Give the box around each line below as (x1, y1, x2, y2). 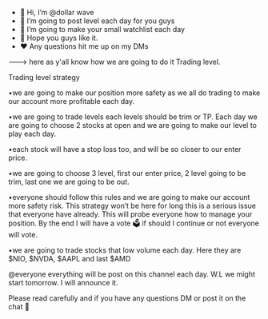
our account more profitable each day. (8, 97, 135, 106)
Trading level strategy (8, 73, 80, 82)
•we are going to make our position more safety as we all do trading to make (8, 88, 261, 98)
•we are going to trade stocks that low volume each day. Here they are (8, 245, 242, 255)
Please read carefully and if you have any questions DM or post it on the (8, 293, 246, 303)
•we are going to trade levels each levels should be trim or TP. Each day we (8, 112, 258, 122)
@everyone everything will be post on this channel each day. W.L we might (8, 269, 256, 279)
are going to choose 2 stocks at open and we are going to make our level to (8, 121, 258, 130)
